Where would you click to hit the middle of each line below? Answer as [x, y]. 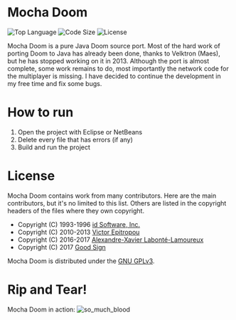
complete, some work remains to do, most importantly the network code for [118, 68]
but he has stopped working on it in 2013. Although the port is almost [108, 60]
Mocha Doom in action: [42, 309]
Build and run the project [54, 147]
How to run [41, 113]
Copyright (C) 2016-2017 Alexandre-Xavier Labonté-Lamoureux [111, 240]
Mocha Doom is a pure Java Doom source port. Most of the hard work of [114, 46]
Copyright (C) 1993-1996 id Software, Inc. [79, 224]
